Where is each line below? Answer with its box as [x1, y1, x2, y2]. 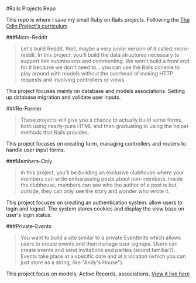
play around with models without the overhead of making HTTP [20, 70, 174, 77]
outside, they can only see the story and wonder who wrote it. [20, 188, 170, 195]
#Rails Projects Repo [6, 5, 56, 12]
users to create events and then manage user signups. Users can [20, 240, 178, 247]
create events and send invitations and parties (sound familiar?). [20, 247, 176, 253]
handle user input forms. [6, 146, 66, 153]
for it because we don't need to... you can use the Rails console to [20, 64, 180, 71]
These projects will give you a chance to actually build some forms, [20, 116, 183, 123]
